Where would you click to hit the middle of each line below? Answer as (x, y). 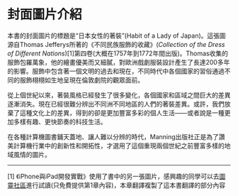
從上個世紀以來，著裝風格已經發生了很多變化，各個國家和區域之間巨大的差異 (119, 95)
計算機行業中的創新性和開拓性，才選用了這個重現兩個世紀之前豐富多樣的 (119, 146)
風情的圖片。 (32, 154)
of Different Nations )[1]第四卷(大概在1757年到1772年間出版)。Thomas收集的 (118, 53)
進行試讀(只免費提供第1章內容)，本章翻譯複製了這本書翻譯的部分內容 (125, 185)
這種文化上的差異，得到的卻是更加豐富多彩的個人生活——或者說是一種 (122, 113)
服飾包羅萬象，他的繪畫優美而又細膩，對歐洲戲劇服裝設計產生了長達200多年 (119, 62)
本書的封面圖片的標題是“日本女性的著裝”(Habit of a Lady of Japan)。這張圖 (117, 36)
